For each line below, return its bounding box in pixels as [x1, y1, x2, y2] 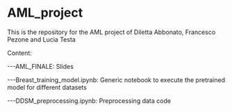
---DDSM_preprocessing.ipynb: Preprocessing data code [7, 96, 172, 105]
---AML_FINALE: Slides [7, 62, 74, 70]
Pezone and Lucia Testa [7, 35, 76, 43]
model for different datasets [7, 83, 87, 91]
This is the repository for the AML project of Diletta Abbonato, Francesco [7, 28, 216, 36]
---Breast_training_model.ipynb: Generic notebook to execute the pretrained [7, 75, 226, 84]
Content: [7, 49, 33, 57]
